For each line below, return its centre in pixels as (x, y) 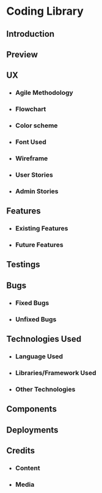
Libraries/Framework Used (56, 373)
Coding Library (45, 11)
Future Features (39, 245)
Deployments (32, 430)
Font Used (31, 142)
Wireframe (31, 158)
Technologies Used (44, 339)
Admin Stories (37, 191)
